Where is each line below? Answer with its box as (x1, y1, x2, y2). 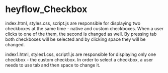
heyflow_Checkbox (5, 4, 88, 15)
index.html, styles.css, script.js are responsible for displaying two (5, 20, 141, 26)
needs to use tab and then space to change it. (5, 62, 101, 68)
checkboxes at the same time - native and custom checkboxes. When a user (5, 25, 164, 31)
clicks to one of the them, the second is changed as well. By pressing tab (5, 31, 157, 37)
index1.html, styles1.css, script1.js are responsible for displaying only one (5, 51, 156, 57)
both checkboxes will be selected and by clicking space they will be (5, 36, 146, 42)
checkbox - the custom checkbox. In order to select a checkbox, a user (5, 56, 153, 62)
